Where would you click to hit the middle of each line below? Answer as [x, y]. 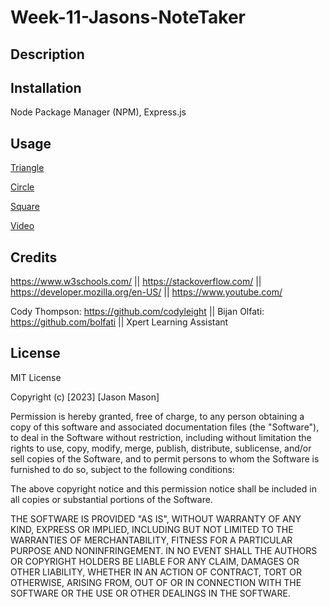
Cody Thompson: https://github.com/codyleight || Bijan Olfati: [137, 312]
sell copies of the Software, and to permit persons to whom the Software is [165, 458]
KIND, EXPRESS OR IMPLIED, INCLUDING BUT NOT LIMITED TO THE [152, 529]
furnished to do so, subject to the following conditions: [122, 469]
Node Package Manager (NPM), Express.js [98, 112]
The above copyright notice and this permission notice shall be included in [163, 488]
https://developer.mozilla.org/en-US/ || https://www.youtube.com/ [146, 292]
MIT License [36, 377]
